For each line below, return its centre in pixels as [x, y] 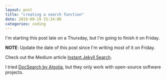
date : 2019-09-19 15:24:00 [33, 19]
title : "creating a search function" [45, 14]
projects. [14, 72]
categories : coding [26, 24]
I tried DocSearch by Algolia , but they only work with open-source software [83, 67]
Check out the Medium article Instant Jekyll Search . [59, 57]
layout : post [19, 10]
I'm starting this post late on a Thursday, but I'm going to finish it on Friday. [82, 38]
